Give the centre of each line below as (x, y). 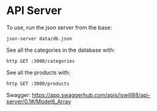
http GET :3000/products (38, 84)
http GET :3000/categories (41, 61)
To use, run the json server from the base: (59, 27)
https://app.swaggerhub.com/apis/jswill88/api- (91, 95)
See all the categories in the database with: (60, 50)
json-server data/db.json (39, 38)
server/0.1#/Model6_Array (39, 101)
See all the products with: (38, 72)
